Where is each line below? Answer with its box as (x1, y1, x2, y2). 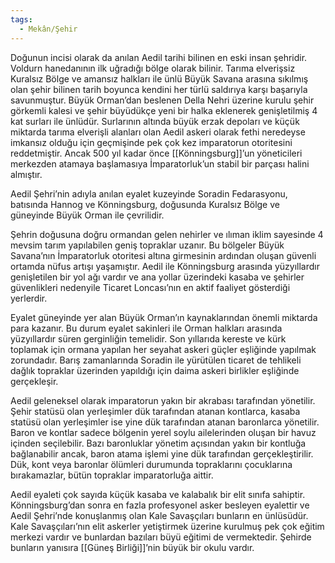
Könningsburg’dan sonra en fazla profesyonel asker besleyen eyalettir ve (10, 499, 310, 511)
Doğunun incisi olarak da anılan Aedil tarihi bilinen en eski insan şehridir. (10, 51, 308, 63)
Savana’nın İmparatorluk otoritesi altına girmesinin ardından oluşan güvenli (10, 249, 317, 261)
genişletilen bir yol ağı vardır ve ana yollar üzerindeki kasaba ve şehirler (10, 271, 305, 283)
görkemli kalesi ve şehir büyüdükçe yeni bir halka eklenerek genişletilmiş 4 (10, 104, 318, 116)
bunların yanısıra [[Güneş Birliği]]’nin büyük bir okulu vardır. (10, 541, 255, 553)
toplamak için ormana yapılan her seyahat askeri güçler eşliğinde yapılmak (10, 343, 317, 355)
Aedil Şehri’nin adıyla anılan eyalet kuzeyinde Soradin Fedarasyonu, (10, 187, 288, 200)
